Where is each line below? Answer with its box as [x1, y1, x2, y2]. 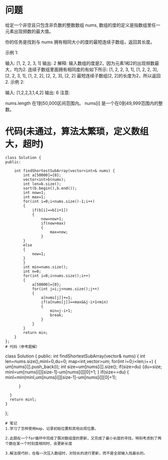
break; [49, 312, 64, 317]
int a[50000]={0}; [23, 172, 61, 177]
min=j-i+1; [49, 308, 72, 313]
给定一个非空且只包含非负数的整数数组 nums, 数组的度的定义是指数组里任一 [5, 22, 161, 28]
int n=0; [23, 268, 41, 274]
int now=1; [23, 190, 46, 195]
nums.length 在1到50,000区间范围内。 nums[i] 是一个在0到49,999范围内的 [5, 100, 158, 106]
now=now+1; [40, 216, 64, 221]
